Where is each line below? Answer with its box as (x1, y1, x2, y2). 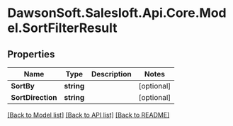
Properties (7, 48, 55, 60)
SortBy (11, 81, 35, 91)
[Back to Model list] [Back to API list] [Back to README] (7, 111, 170, 119)
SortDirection (11, 93, 57, 102)
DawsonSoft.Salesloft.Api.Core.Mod (7, 5, 227, 21)
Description (91, 69, 132, 79)
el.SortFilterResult (7, 20, 118, 36)
